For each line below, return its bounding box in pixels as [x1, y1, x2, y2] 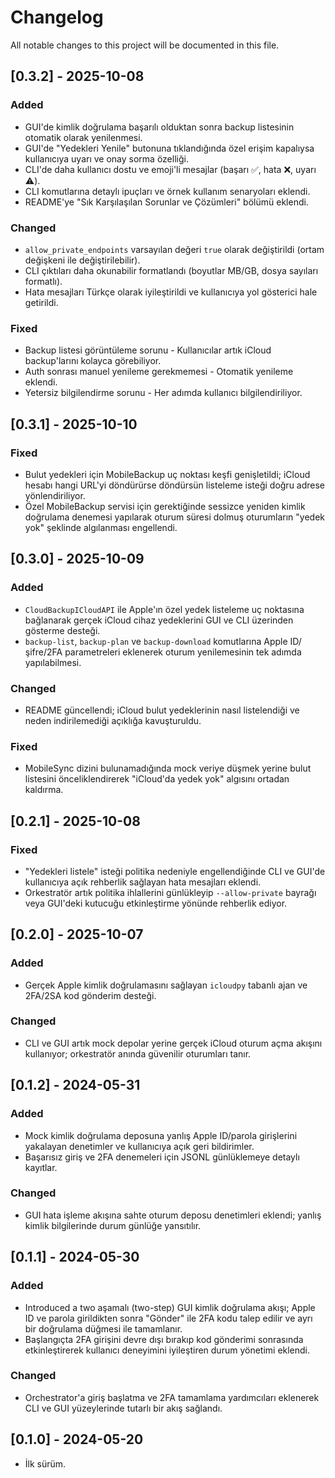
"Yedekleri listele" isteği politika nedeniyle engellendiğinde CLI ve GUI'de [24, 865, 326, 877]
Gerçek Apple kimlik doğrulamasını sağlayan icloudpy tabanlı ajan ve [24, 979, 308, 991]
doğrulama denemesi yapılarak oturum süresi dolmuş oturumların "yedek [24, 511, 325, 523]
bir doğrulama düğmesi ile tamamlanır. [24, 1322, 183, 1335]
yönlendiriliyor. [24, 489, 86, 501]
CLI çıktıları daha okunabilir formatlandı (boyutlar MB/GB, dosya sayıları [24, 264, 319, 276]
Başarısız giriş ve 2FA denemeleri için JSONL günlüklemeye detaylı [24, 1151, 300, 1163]
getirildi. [24, 296, 59, 308]
